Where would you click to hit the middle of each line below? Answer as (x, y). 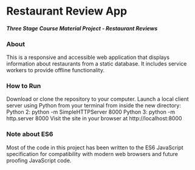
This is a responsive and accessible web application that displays (88, 57)
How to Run (24, 86)
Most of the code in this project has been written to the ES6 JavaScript (95, 148)
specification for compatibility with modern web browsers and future (92, 154)
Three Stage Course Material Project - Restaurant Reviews (82, 28)
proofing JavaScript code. (39, 160)
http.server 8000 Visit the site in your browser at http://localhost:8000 (94, 118)
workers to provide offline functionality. (56, 70)
